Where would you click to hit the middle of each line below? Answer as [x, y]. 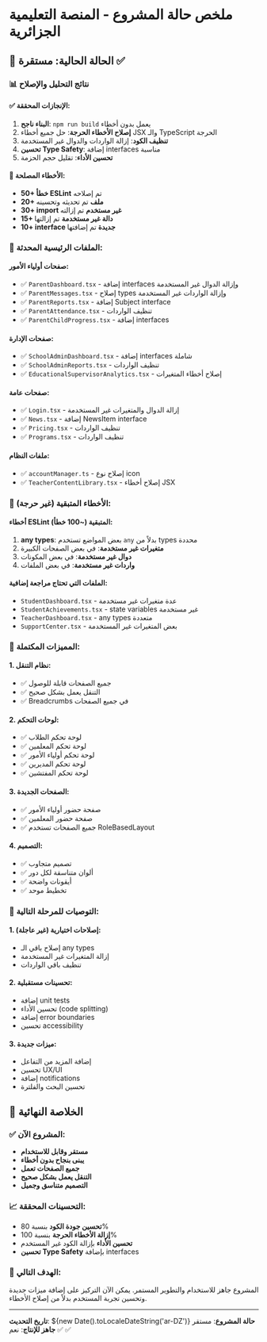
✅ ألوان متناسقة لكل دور [57, 872]
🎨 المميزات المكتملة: [44, 646]
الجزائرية [35, 31]
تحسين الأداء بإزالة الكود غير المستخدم [76, 1244]
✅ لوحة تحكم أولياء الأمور [57, 755]
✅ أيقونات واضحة [46, 881]
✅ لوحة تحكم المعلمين [53, 746]
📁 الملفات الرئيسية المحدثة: [56, 247]
